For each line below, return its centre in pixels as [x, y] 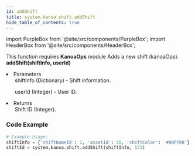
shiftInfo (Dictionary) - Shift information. [63, 80]
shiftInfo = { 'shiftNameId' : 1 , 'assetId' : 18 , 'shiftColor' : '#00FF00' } [98, 142]
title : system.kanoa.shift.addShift [51, 17]
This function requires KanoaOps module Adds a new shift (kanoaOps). [93, 57]
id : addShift [22, 11]
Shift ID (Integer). [35, 110]
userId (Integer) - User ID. [46, 92]
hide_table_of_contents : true [43, 22]
